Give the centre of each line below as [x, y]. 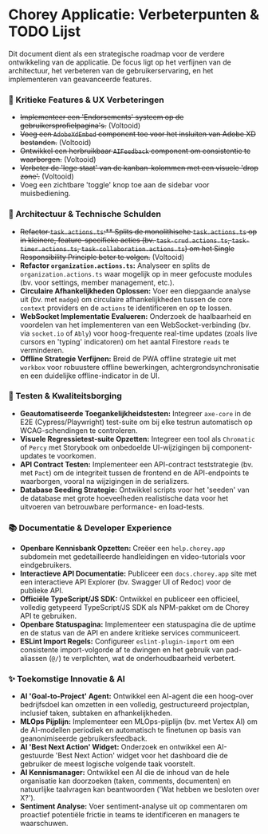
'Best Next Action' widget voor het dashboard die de [142, 756]
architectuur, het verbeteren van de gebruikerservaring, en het [111, 70]
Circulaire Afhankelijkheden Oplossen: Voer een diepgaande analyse [135, 291]
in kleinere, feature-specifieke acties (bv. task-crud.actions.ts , [124, 240]
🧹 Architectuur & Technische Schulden [85, 214]
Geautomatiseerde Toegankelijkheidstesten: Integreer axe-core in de [135, 413]
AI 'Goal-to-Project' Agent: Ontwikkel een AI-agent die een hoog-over [136, 696]
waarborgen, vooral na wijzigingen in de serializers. [104, 481]
